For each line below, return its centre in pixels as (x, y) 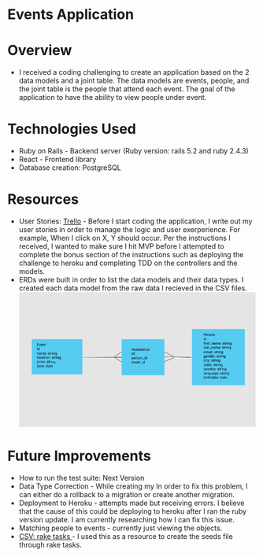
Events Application (71, 15)
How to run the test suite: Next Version (81, 478)
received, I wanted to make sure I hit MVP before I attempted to (122, 246)
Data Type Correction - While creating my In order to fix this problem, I (133, 486)
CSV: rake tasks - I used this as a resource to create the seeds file (126, 536)
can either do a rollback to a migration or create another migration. (127, 494)
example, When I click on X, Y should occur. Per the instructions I (124, 238)
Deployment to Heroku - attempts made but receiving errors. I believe (131, 503)
